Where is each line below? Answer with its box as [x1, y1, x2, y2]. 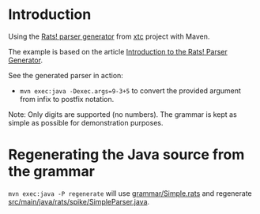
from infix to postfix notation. [19, 94, 115, 103]
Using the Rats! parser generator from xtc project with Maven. [8, 32, 210, 41]
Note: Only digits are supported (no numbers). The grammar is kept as [8, 109, 237, 119]
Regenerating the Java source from [8, 146, 245, 163]
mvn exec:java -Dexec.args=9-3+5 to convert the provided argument [19, 85, 241, 96]
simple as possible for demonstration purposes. [8, 118, 164, 127]
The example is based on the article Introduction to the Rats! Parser [8, 47, 228, 56]
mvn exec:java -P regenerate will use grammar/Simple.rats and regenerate [8, 188, 252, 198]
